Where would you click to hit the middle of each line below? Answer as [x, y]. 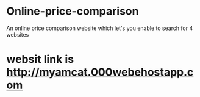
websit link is [40, 59]
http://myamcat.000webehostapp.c [100, 72]
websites [18, 34]
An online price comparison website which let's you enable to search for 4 [100, 28]
